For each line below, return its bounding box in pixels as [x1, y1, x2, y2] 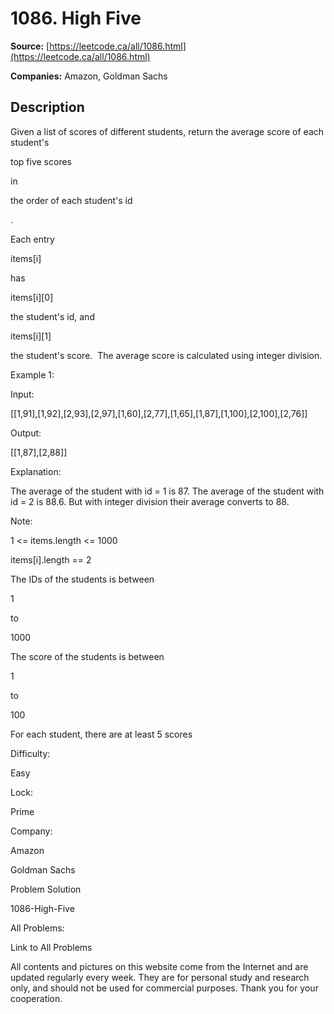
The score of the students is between [10, 650, 165, 662]
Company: [10, 825, 53, 837]
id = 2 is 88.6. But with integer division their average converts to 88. [10, 495, 290, 507]
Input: [10, 388, 35, 400]
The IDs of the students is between [10, 573, 155, 585]
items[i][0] [10, 291, 54, 303]
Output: [10, 427, 42, 439]
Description [10, 99, 85, 116]
